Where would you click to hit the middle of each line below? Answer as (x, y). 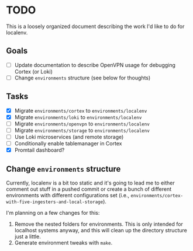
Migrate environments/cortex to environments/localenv (81, 110)
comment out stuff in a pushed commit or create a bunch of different (89, 189)
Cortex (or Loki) (33, 71)
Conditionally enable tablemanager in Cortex (68, 143)
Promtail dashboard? (39, 150)
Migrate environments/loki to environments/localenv (78, 117)
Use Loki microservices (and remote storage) (69, 137)
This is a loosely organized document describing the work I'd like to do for (95, 26)
